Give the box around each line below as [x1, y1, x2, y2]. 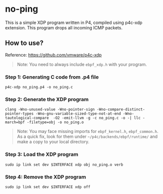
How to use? [5, 39, 44, 47]
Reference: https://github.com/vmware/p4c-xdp [5, 52, 102, 58]
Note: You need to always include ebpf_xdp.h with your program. [17, 61, 147, 67]
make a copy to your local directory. [17, 139, 89, 145]
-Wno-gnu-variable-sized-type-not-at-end [36, 111, 121, 116]
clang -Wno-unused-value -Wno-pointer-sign [5, 107, 95, 112]
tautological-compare [5, 116, 49, 121]
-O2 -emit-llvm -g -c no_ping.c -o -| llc [53, 116, 141, 121]
